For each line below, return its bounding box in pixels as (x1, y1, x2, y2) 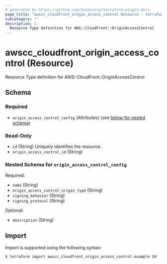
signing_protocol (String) (12, 198, 65, 204)
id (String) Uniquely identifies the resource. (12, 143, 102, 149)
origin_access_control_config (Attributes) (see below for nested (12, 115, 146, 121)
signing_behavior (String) (12, 193, 65, 198)
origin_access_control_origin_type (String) (12, 187, 103, 194)
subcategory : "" (5, 16, 39, 21)
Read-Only (5, 132, 32, 139)
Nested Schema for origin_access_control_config (5, 161, 127, 168)
